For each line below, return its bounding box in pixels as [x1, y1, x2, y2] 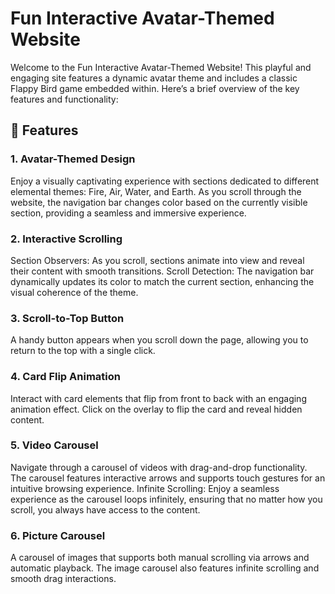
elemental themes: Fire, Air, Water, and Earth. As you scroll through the [10, 185, 302, 197]
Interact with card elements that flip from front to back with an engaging [10, 392, 307, 404]
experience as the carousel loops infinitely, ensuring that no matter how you [10, 493, 323, 505]
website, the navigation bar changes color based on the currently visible [10, 196, 308, 208]
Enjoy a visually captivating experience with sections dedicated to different [10, 175, 320, 187]
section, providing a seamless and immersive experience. [10, 207, 247, 219]
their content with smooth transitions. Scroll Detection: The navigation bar [10, 265, 315, 277]
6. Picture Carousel [10, 528, 106, 542]
